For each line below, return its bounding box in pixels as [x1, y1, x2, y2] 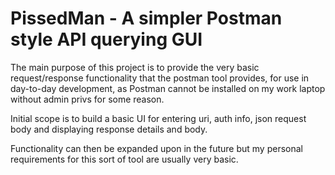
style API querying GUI [10, 28, 203, 51]
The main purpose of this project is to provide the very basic [10, 61, 260, 73]
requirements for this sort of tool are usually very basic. [10, 153, 239, 165]
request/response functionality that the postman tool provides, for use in [10, 72, 310, 84]
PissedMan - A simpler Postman [10, 7, 283, 30]
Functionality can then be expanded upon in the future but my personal [10, 142, 303, 154]
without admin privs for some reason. [10, 93, 165, 105]
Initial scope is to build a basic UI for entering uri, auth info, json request [10, 112, 307, 124]
